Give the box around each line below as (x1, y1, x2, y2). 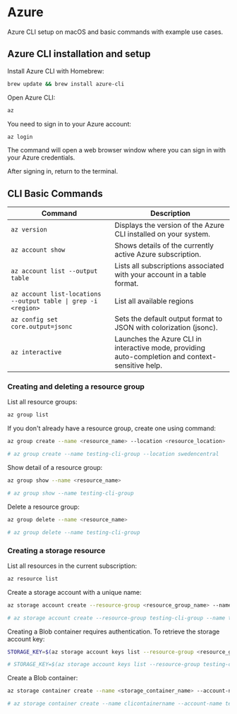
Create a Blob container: (7, 674, 78, 682)
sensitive (114, 361, 145, 370)
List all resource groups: (7, 398, 78, 406)
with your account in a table (114, 270, 207, 279)
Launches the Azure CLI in (114, 334, 202, 344)
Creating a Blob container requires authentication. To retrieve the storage (7, 627, 220, 636)
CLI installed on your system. (114, 229, 210, 239)
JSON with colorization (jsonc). (114, 322, 218, 332)
